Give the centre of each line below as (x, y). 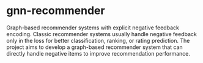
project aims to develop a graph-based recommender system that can (95, 47)
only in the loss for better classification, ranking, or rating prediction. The (98, 40)
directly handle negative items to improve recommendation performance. (98, 53)
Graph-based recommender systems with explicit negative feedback (93, 28)
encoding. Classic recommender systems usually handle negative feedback (102, 34)
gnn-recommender (56, 11)
